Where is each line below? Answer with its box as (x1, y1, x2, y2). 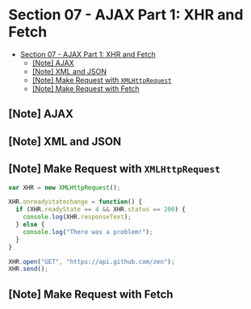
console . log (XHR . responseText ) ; (23, 213, 132, 221)
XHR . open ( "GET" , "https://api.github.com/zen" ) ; (8, 257, 175, 265)
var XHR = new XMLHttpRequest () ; (8, 183, 121, 191)
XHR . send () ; (8, 265, 48, 274)
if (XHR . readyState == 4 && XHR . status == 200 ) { (15, 206, 186, 214)
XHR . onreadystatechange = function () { (8, 198, 143, 207)
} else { (15, 220, 45, 229)
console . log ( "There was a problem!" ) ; (23, 228, 153, 236)
